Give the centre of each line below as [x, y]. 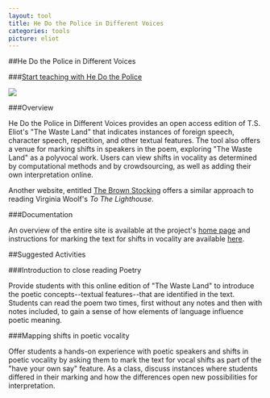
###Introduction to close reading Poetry [75, 270]
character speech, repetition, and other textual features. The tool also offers [134, 140]
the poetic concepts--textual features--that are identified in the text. [122, 295]
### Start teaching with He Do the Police [75, 77]
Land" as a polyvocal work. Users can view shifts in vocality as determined [133, 157]
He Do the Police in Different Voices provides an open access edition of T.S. [134, 124]
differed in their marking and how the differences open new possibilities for [133, 377]
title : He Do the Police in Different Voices [86, 23]
